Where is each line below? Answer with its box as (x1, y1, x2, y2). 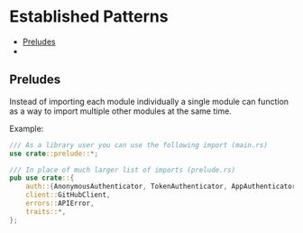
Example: (9, 123, 44, 134)
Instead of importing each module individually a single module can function (9, 96, 289, 107)
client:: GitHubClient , (25, 191, 111, 200)
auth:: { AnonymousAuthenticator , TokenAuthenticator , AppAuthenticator (25, 182, 297, 191)
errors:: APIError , (25, 199, 95, 208)
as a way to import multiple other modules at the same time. (9, 106, 232, 116)
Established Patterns (9, 6, 169, 27)
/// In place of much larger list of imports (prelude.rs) (9, 165, 236, 174)
